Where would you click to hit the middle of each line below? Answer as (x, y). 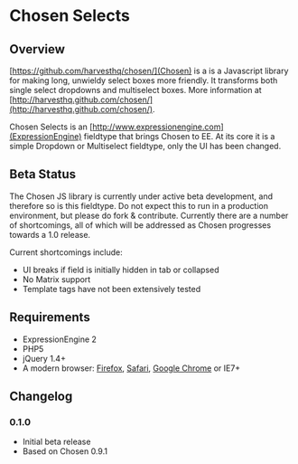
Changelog (41, 397)
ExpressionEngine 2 (60, 339)
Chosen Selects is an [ (51, 127)
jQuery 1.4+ (44, 358)
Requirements (50, 317)
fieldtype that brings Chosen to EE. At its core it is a (179, 136)
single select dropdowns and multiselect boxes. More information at (135, 90)
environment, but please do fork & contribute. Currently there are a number (149, 215)
